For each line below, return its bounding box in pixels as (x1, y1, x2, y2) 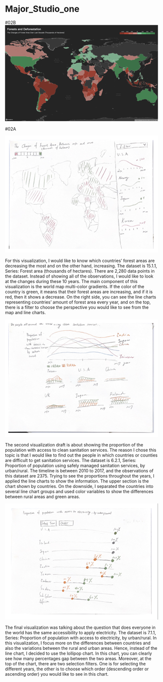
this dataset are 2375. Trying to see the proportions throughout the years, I (5, 473, 154, 479)
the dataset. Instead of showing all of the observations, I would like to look (5, 273, 154, 279)
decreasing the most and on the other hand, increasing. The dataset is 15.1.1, (5, 262, 158, 269)
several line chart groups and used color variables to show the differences (5, 488, 154, 494)
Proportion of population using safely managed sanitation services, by (5, 462, 146, 468)
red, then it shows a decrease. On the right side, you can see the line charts (5, 294, 156, 300)
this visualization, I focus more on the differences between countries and (5, 640, 151, 646)
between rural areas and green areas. (5, 494, 80, 500)
